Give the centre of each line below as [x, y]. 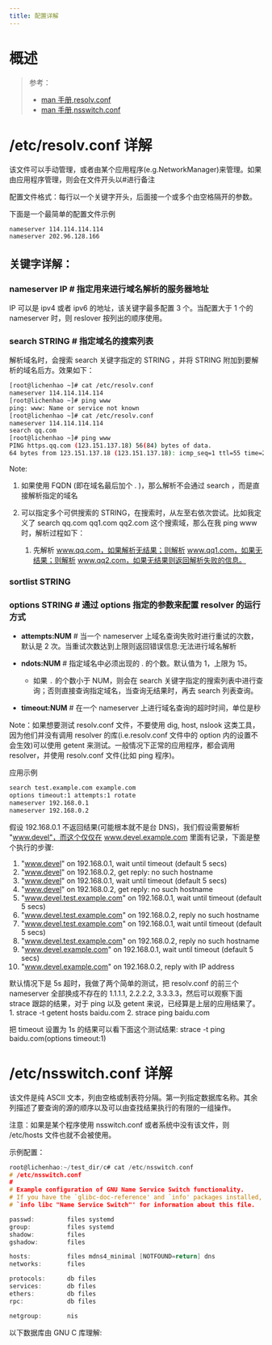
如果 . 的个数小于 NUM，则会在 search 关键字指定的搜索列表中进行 [144, 681]
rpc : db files [52, 1301]
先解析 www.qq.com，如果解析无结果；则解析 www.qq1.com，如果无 [148, 550]
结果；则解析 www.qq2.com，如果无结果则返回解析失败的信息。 [140, 560]
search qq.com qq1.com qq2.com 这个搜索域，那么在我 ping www [147, 522]
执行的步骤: [35, 847]
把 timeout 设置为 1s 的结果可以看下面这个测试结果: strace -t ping [117, 1029]
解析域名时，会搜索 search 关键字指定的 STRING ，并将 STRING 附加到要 [130, 360]
